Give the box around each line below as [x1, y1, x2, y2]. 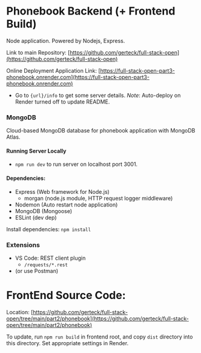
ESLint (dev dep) [15, 214, 57, 221]
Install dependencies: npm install [6, 225, 91, 233]
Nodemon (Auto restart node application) [15, 201, 118, 208]
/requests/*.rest [24, 262, 68, 268]
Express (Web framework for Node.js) [15, 188, 110, 195]
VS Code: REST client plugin [15, 254, 86, 262]
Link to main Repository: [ [6, 48, 70, 56]
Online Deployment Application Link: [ [6, 67, 101, 74]
